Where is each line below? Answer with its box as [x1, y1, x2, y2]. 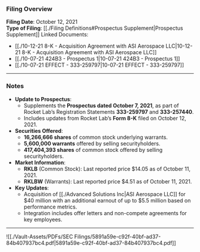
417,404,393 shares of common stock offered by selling [23, 146, 162, 153]
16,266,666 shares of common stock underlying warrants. [23, 133, 168, 141]
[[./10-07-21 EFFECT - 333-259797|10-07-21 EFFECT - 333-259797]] [14, 61, 185, 69]
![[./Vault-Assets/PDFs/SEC [6, 233, 73, 240]
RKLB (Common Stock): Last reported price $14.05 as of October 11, [23, 165, 190, 172]
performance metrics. [23, 203, 77, 210]
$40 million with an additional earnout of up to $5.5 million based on [23, 197, 191, 204]
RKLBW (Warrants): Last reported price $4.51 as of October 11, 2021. [23, 178, 192, 185]
